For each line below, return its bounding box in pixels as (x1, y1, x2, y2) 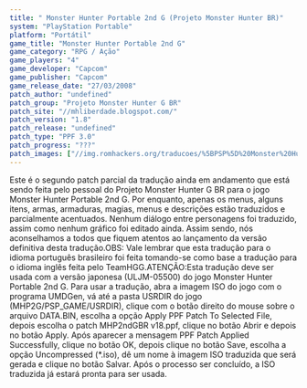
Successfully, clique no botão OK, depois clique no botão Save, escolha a (9, 339, 287, 350)
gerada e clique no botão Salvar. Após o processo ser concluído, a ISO (9, 358, 276, 370)
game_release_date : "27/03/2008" (9, 81, 137, 90)
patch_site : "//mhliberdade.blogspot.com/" (9, 107, 178, 116)
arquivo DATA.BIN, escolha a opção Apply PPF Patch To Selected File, (9, 309, 272, 320)
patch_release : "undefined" (9, 124, 117, 133)
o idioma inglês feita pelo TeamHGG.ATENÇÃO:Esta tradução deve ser (9, 261, 274, 272)
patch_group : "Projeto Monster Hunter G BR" (9, 98, 182, 108)
